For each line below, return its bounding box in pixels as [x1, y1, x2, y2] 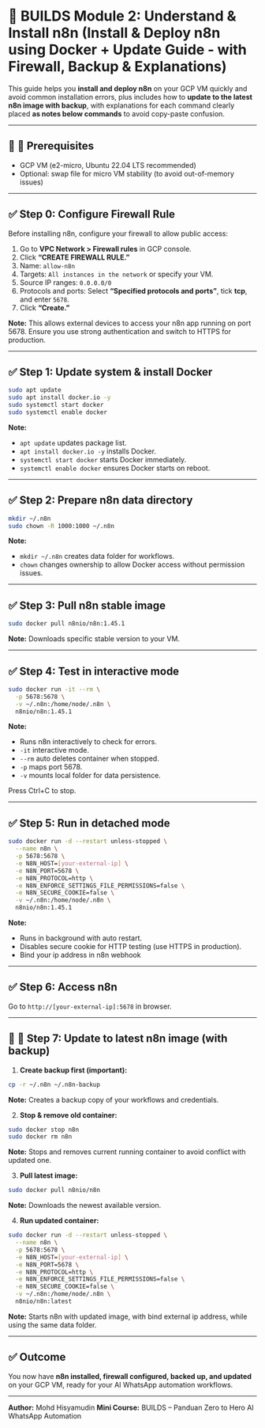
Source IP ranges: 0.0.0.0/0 [19, 277, 112, 287]
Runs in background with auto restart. [19, 933, 143, 943]
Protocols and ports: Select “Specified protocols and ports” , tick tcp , [19, 286, 248, 295]
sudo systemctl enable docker [8, 408, 108, 416]
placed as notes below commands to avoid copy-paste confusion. [8, 108, 225, 118]
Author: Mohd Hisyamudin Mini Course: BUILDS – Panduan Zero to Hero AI [8, 1403, 254, 1412]
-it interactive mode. [19, 746, 89, 755]
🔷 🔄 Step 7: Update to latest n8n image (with [8, 1032, 228, 1046]
